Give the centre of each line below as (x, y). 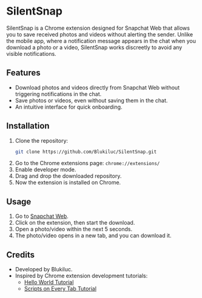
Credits (21, 255)
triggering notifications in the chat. (58, 94)
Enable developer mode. (45, 170)
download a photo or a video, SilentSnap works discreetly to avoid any (94, 47)
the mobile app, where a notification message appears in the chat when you (101, 41)
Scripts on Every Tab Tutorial (60, 289)
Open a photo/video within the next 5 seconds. (73, 229)
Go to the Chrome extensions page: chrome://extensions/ (87, 163)
